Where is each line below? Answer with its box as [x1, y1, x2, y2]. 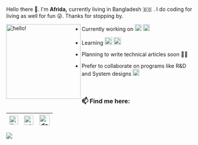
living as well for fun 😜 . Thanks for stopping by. [6, 13, 124, 19]
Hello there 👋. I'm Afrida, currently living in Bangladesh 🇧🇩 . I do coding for [6, 6, 193, 13]
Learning [81, 39, 104, 46]
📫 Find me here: [81, 97, 130, 105]
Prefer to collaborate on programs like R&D [81, 63, 187, 69]
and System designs [81, 70, 132, 77]
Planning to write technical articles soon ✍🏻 [81, 51, 188, 58]
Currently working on [81, 26, 134, 32]
